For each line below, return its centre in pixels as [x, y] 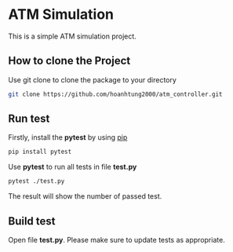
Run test [29, 119]
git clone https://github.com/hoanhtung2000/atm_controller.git [115, 94]
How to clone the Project [69, 61]
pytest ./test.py [36, 181]
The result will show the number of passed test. [85, 196]
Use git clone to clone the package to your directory [92, 79]
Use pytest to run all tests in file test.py [73, 167]
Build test [32, 221]
